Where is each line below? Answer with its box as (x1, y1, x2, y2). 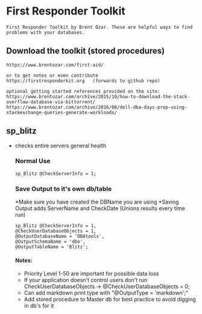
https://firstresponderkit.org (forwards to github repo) (6, 77, 161, 84)
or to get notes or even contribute (6, 72, 98, 78)
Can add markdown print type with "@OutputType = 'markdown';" (24, 289, 189, 296)
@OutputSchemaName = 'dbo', (14, 239, 86, 245)
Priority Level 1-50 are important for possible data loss (24, 270, 159, 277)
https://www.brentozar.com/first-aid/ (6, 62, 104, 68)
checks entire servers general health (14, 142, 107, 149)
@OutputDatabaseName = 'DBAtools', (14, 234, 105, 240)
